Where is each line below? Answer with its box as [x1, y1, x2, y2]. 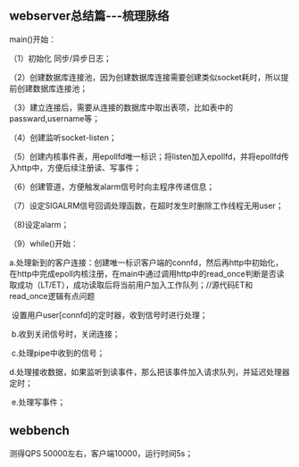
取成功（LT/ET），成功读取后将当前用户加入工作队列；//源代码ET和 [9, 279, 253, 290]
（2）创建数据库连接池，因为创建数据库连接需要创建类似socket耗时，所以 [9, 71, 281, 82]
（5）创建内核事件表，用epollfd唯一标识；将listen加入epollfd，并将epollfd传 [9, 151, 290, 162]
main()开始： [9, 34, 56, 45]
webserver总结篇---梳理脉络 [9, 8, 170, 24]
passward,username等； [9, 113, 101, 123]
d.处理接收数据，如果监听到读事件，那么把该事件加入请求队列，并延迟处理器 [9, 366, 290, 377]
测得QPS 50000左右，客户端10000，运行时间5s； [9, 447, 194, 458]
